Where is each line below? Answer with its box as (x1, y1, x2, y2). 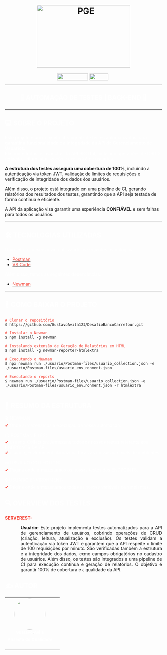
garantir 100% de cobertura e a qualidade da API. (20, 566, 122, 572)
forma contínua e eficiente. (5, 197, 61, 203)
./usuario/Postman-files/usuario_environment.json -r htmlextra (5, 383, 141, 388)
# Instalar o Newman (5, 330, 48, 335)
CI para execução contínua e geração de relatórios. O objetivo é (20, 561, 162, 567)
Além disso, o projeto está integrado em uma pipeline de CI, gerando (5, 186, 146, 192)
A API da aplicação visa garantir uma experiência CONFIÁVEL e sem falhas (5, 206, 159, 212)
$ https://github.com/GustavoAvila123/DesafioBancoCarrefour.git (5, 322, 143, 327)
